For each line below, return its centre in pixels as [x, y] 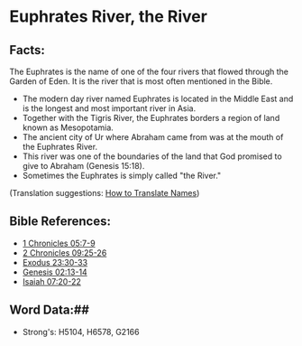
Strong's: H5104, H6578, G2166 [81, 332]
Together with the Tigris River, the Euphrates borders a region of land [151, 118]
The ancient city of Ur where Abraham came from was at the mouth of [153, 137]
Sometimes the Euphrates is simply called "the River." [122, 175]
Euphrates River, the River [108, 17]
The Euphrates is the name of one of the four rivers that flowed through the [149, 71]
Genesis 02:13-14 [55, 272]
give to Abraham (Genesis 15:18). [83, 166]
